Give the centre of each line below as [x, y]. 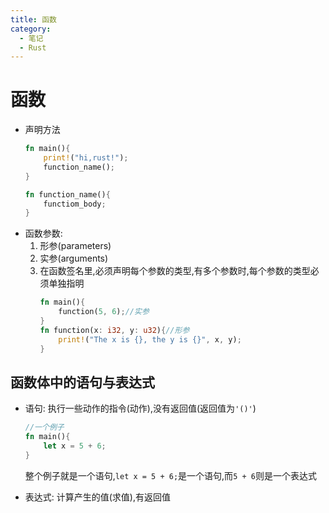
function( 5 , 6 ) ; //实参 [104, 312]
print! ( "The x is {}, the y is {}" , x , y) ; [150, 339]
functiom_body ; [75, 204]
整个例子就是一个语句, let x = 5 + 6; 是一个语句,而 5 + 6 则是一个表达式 [170, 475]
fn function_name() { [67, 194]
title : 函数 [33, 19]
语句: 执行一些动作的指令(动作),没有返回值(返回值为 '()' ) [140, 408]
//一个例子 [44, 427]
